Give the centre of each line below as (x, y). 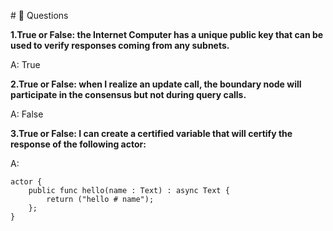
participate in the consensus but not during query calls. (128, 94)
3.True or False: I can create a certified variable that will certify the (151, 133)
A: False (27, 114)
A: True (25, 64)
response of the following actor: (78, 144)
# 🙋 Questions (39, 15)
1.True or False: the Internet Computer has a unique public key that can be (167, 34)
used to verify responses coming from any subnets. (120, 45)
